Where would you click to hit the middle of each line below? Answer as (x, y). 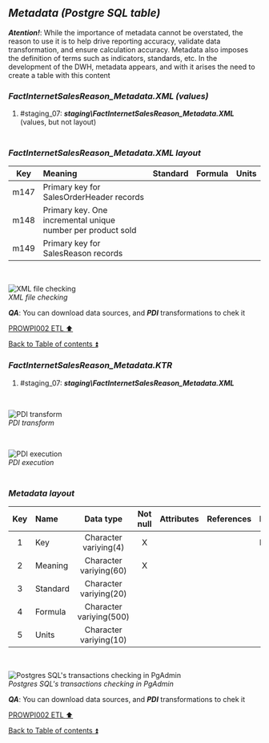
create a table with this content (59, 75)
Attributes (179, 519)
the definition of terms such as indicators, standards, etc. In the (113, 58)
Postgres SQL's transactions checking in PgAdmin (91, 684)
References (229, 519)
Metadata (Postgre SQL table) (84, 13)
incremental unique (79, 220)
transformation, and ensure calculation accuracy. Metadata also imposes (128, 49)
